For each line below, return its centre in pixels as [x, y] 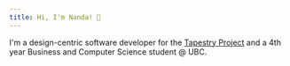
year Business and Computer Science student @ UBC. [108, 51]
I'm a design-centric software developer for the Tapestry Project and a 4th [145, 42]
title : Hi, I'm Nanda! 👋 [55, 17]
